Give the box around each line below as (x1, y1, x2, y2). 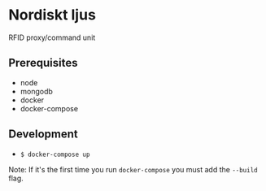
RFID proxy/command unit (8, 33, 96, 42)
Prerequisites (8, 56, 78, 70)
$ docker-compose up (20, 150, 90, 158)
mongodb (20, 86, 53, 96)
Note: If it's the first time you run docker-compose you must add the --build (8, 164, 258, 174)
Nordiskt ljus (8, 6, 96, 24)
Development (8, 128, 79, 141)
